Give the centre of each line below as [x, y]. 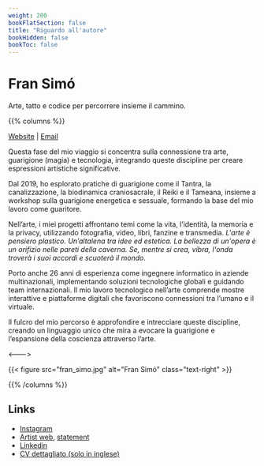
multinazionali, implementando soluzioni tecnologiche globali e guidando [126, 282]
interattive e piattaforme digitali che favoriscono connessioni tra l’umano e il [131, 299]
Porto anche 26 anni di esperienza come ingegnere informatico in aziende [128, 273]
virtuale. [22, 307]
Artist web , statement [54, 437]
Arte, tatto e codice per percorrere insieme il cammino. [97, 106]
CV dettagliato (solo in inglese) [69, 453]
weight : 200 [28, 15]
